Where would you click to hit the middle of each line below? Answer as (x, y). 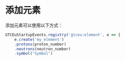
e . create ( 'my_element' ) (39, 39)
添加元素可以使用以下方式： (34, 25)
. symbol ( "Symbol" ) (34, 53)
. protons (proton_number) (40, 44)
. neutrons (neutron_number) (43, 49)
